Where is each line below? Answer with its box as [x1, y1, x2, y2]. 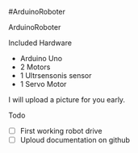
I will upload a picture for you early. [8, 95, 126, 104]
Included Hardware [8, 38, 73, 48]
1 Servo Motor [19, 80, 67, 89]
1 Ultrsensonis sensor [19, 71, 92, 80]
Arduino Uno [19, 54, 63, 63]
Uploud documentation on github [19, 135, 131, 145]
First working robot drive [19, 126, 102, 135]
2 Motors [19, 62, 51, 72]
